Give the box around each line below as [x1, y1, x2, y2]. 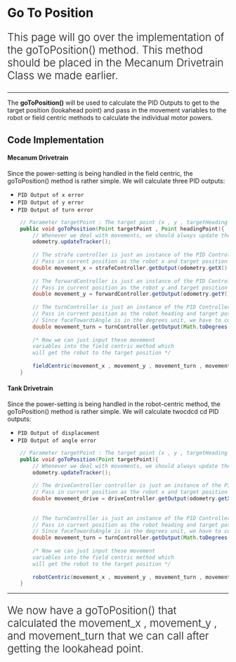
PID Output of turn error [17, 206, 93, 214]
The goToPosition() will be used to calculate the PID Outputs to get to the [7, 98, 220, 107]
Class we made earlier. [7, 69, 119, 82]
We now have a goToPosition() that [7, 604, 177, 618]
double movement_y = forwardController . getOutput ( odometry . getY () [32, 290, 231, 298]
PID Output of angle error [17, 437, 97, 444]
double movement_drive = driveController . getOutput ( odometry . [32, 495, 218, 502]
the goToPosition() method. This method [7, 44, 204, 57]
